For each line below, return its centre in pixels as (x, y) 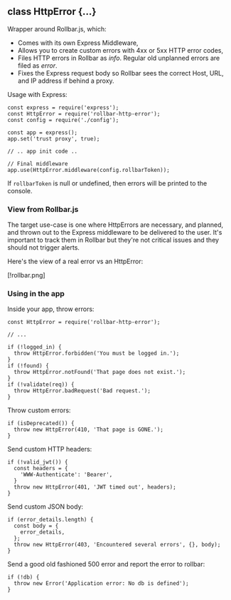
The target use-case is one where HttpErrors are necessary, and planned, (116, 225)
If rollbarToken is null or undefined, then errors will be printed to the (107, 183)
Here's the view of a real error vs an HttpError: (75, 261)
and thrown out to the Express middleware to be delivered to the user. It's (115, 233)
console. (20, 190)
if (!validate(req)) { (41, 385)
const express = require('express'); (63, 107)
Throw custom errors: (39, 410)
